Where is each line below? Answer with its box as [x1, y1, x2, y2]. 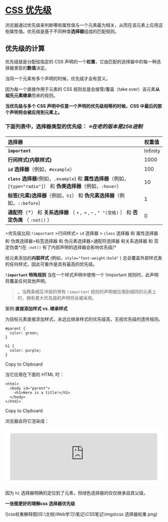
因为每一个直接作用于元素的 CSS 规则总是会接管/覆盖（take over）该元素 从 [5, 86, 160, 92]
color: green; [9, 330, 39, 335]
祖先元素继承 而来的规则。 [5, 92, 58, 98]
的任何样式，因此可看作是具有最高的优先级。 [5, 261, 97, 267]
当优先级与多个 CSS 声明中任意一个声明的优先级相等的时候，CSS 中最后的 [5, 103, 158, 109]
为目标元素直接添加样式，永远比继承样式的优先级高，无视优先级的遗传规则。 [5, 316, 163, 322]
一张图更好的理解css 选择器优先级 [5, 500, 75, 506]
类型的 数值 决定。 [13, 64, 49, 70]
